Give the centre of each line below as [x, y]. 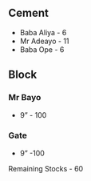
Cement [29, 13]
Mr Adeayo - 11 [44, 41]
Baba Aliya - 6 [43, 32]
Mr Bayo [25, 98]
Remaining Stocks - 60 [46, 168]
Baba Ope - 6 [42, 49]
